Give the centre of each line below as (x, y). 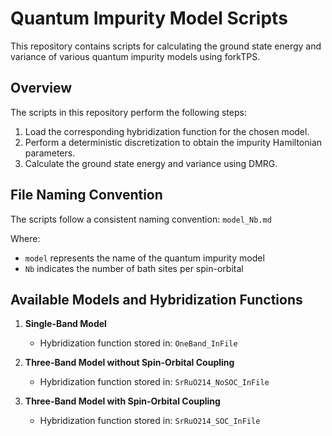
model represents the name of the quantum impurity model (144, 258)
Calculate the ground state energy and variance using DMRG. (151, 163)
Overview (41, 88)
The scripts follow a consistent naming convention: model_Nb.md (141, 219)
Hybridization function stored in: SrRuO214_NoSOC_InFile (154, 382)
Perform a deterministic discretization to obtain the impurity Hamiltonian (173, 142)
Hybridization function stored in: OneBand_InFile (138, 343)
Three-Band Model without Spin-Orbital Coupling (129, 363)
